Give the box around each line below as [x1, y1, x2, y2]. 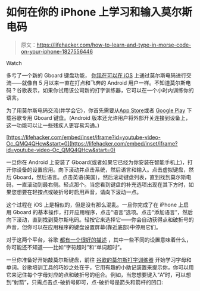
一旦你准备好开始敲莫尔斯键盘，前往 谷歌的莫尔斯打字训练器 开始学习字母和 [6, 256, 192, 263]
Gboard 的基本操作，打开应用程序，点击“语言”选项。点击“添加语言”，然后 [12, 208, 193, 215]
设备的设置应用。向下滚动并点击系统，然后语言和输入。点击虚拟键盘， [16, 166, 189, 173]
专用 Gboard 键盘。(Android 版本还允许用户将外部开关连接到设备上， [21, 114, 191, 121]
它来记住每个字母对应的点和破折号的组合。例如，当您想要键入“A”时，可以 [6, 271, 186, 278]
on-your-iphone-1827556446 [20, 48, 93, 55]
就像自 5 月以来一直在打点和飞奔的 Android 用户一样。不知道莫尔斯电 [21, 79, 191, 86]
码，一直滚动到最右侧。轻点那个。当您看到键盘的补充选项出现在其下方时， [6, 181, 189, 188]
